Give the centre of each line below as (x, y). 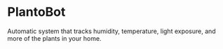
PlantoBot (36, 12)
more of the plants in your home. (54, 38)
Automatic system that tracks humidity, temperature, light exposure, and (111, 31)
